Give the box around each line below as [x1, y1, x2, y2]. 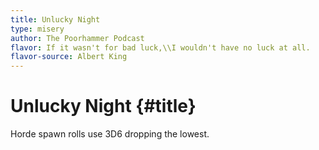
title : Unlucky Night [10, 14, 101, 25]
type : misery [10, 24, 65, 34]
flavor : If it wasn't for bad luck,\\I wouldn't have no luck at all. [10, 42, 311, 53]
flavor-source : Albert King [10, 52, 128, 62]
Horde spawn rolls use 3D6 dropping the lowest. [10, 128, 210, 140]
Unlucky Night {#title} [10, 95, 197, 118]
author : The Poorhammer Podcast [10, 33, 145, 43]
